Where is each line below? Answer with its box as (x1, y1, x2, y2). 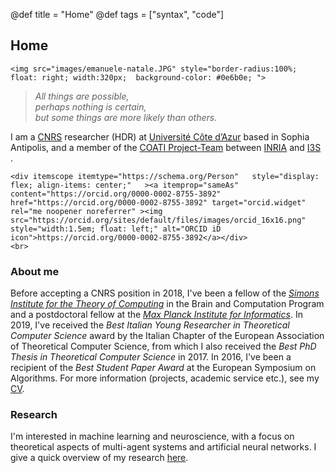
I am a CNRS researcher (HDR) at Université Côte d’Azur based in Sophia (10, 130, 310, 143)
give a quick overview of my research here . (10, 452, 189, 464)
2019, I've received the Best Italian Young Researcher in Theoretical (10, 319, 290, 331)
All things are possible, (34, 90, 130, 102)
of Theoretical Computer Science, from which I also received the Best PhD (10, 340, 317, 353)
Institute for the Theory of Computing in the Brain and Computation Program (10, 298, 325, 310)
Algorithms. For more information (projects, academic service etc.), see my (10, 372, 320, 384)
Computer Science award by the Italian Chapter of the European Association (10, 330, 325, 342)
